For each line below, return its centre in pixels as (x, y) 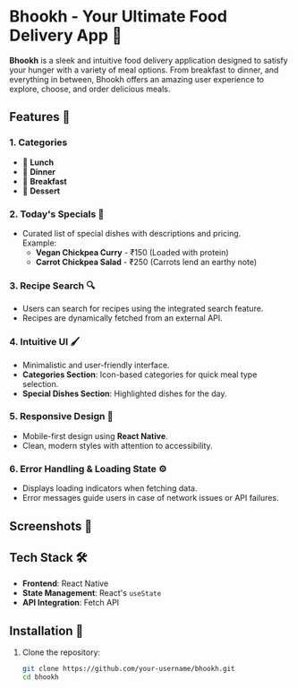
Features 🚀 (40, 117)
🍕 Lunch (38, 162)
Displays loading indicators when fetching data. (110, 488)
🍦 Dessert (41, 191)
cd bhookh (41, 677)
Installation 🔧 (47, 630)
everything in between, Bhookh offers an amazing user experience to (137, 79)
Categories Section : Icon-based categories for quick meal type (140, 375)
